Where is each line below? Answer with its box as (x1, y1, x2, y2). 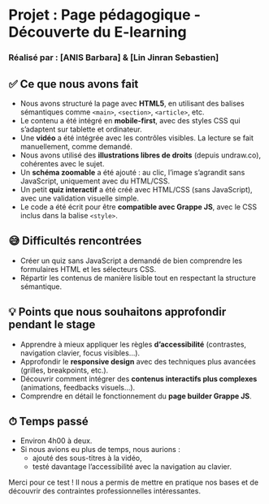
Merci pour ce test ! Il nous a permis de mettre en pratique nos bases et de (8, 477, 258, 488)
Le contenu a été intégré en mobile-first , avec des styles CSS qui (20, 115, 241, 125)
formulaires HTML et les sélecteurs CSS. (20, 264, 157, 274)
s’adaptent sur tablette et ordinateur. (20, 124, 142, 134)
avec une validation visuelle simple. (20, 193, 140, 203)
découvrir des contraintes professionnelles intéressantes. (8, 486, 202, 496)
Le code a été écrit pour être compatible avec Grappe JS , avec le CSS (20, 201, 258, 212)
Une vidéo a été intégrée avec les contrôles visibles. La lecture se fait (20, 132, 254, 143)
